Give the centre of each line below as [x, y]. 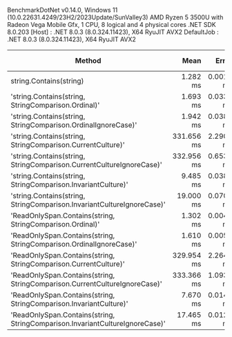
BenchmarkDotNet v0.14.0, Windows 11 [62, 10]
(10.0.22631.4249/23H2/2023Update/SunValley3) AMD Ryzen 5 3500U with [115, 17]
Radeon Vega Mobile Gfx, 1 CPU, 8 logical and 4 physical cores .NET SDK [112, 25]
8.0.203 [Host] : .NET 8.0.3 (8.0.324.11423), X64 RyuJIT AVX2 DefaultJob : [113, 32]
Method [88, 60]
